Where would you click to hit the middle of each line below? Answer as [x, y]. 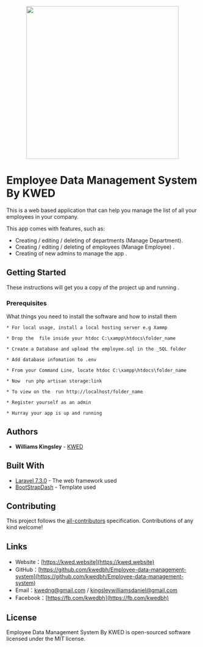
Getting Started [36, 273]
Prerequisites [27, 303]
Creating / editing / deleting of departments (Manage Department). [99, 240]
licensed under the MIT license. [46, 639]
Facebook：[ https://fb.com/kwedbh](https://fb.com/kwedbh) [92, 598]
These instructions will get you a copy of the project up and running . [93, 287]
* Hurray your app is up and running [54, 413]
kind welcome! [25, 527]
